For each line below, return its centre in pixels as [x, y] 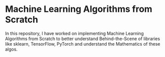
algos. [11, 49]
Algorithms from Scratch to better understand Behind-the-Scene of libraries [82, 39]
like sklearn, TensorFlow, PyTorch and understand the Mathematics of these [83, 44]
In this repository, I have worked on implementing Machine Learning [74, 33]
